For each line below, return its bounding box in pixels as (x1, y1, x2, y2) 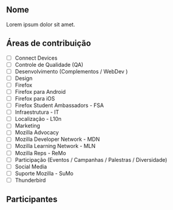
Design (14, 75, 33, 82)
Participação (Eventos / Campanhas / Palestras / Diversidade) (14, 156, 168, 163)
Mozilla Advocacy (14, 129, 59, 136)
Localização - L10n (14, 116, 62, 123)
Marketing (14, 122, 41, 129)
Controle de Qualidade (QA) (14, 61, 84, 68)
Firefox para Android (14, 88, 66, 95)
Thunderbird (14, 176, 46, 184)
